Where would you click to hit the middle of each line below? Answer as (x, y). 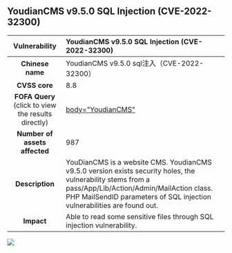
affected (35, 151)
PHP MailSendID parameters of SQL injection (138, 196)
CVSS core (35, 85)
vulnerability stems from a (108, 179)
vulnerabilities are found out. (112, 205)
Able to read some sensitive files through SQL (139, 216)
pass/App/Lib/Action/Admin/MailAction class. (139, 188)
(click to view (35, 105)
